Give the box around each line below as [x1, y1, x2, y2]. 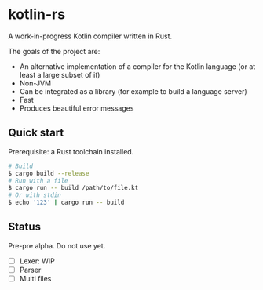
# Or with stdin [8, 191, 61, 199]
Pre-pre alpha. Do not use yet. [8, 241, 106, 250]
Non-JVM [19, 78, 52, 88]
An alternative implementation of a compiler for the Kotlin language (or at [19, 61, 256, 71]
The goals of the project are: [8, 46, 100, 56]
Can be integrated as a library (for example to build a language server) [19, 86, 247, 96]
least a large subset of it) [19, 70, 100, 79]
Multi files [19, 274, 52, 283]
